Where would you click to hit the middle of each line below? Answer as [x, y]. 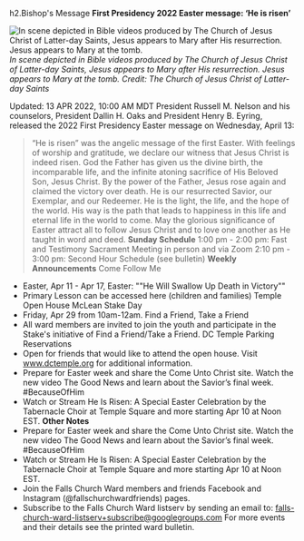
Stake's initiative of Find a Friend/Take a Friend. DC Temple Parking [148, 334]
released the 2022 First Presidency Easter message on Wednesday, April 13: [152, 125]
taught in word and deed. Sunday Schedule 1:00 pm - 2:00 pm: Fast [159, 239]
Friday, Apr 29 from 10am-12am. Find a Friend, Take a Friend [136, 315]
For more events [255, 517]
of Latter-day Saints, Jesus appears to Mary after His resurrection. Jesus [147, 69]
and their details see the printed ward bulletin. [108, 527]
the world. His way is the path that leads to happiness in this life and [159, 211]
